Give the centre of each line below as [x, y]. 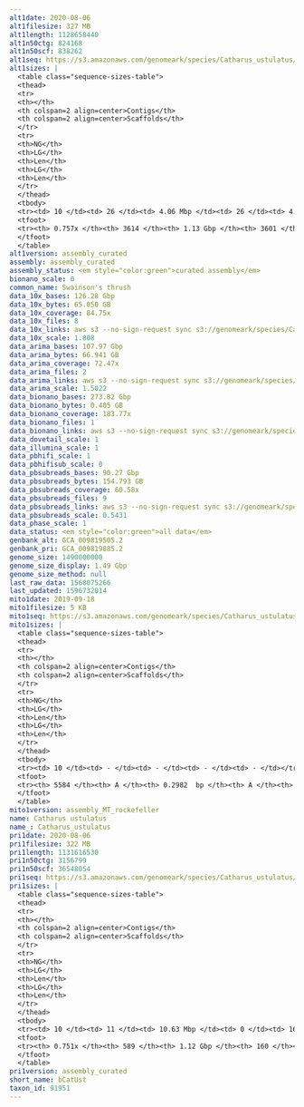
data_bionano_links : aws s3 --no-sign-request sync [109, 431]
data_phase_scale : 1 [48, 524]
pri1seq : [26, 878]
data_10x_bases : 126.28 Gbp [62, 296]
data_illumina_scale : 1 [54, 448]
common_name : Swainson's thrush [70, 287]
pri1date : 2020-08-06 [50, 835]
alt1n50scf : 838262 [46, 52]
